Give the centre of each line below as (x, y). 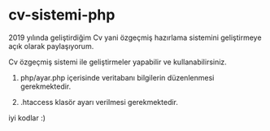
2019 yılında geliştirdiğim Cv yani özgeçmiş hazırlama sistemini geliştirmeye (135, 37)
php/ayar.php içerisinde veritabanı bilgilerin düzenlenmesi (117, 77)
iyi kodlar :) (27, 118)
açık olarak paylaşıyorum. (51, 46)
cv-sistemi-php (62, 15)
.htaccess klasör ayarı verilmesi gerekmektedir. (99, 102)
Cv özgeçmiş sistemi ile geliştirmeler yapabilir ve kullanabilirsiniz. (118, 62)
